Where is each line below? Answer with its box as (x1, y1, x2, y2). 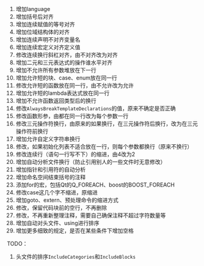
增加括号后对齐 (15, 13, 54, 20)
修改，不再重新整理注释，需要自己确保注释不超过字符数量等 (15, 212, 166, 219)
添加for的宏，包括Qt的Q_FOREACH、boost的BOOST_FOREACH (15, 181, 175, 188)
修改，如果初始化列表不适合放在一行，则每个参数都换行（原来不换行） (15, 143, 193, 150)
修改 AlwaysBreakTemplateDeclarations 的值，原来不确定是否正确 (15, 105, 176, 112)
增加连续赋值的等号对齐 (15, 21, 75, 28)
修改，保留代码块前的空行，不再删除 (15, 204, 107, 211)
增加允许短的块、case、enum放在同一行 (15, 74, 118, 81)
